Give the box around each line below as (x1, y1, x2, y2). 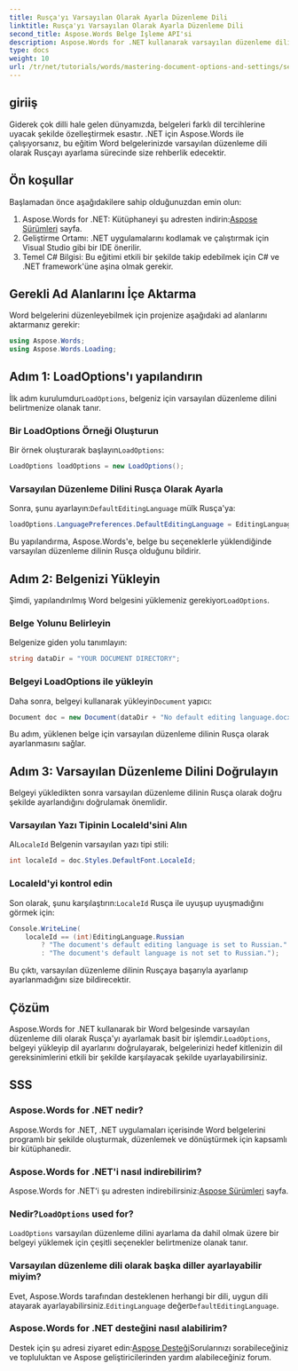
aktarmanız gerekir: (9, 319, 81, 330)
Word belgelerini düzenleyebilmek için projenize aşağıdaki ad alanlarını (9, 310, 268, 320)
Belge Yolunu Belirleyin (9, 617, 111, 629)
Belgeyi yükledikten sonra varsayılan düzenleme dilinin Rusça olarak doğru (9, 787, 282, 799)
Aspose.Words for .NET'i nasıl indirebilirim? (9, 1165, 202, 1178)
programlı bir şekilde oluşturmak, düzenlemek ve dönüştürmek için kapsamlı (9, 1133, 287, 1145)
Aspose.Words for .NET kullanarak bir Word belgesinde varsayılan (9, 1023, 250, 1034)
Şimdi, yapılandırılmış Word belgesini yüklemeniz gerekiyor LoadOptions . (9, 595, 271, 606)
